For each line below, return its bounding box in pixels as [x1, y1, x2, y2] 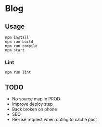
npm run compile [5, 44, 38, 48]
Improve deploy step [12, 101, 53, 107]
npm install [5, 35, 29, 40]
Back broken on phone [12, 106, 57, 112]
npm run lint [5, 70, 31, 75]
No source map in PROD [12, 96, 60, 102]
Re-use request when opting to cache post [12, 117, 97, 123]
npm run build [5, 39, 34, 44]
